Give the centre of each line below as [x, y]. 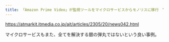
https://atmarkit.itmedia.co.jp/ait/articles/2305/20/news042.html [72, 24]
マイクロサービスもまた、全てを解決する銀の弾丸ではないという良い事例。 [82, 34]
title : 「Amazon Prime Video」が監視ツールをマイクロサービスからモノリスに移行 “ [85, 10]
